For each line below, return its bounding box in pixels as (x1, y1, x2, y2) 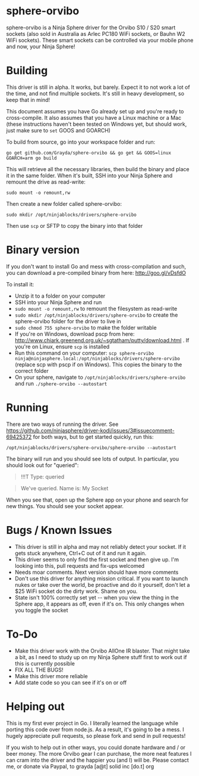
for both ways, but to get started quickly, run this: (33, 433, 154, 440)
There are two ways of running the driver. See (6, 421, 119, 428)
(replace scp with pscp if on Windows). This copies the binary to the (14, 361, 182, 368)
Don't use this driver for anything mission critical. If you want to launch (14, 574, 188, 582)
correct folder (14, 367, 49, 374)
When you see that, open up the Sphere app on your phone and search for (6, 496, 189, 503)
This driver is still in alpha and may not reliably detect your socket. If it (14, 543, 186, 550)
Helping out (6, 700, 65, 713)
